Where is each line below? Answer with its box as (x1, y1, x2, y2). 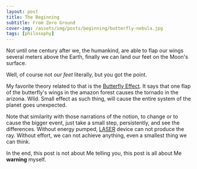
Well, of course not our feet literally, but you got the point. (6, 71, 147, 78)
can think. (6, 138, 31, 145)
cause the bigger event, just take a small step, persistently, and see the (6, 119, 180, 126)
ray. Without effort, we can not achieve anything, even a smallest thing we (6, 132, 187, 139)
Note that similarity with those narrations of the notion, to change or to (6, 113, 179, 120)
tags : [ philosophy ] (6, 31, 55, 37)
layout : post (6, 8, 39, 15)
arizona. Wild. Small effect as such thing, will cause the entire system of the (6, 95, 191, 103)
